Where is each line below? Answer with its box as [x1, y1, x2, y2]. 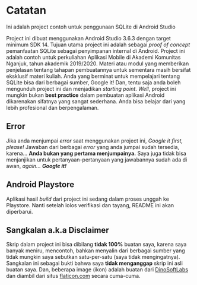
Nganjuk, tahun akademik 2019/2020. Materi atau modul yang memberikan [6, 60, 189, 67]
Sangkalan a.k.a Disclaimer [6, 225, 109, 235]
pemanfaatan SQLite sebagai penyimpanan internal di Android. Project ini [6, 47, 185, 54]
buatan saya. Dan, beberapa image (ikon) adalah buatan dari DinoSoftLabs [6, 266, 189, 273]
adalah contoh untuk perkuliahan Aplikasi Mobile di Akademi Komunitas [6, 53, 181, 61]
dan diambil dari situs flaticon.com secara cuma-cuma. [6, 273, 141, 280]
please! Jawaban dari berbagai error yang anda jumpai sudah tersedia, [6, 143, 180, 150]
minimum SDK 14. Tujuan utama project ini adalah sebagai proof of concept [6, 41, 190, 48]
